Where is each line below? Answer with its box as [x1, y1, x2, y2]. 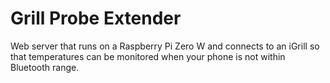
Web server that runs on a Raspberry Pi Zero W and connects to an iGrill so [10, 40, 320, 52]
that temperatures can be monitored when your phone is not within [10, 50, 286, 62]
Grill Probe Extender [10, 7, 182, 30]
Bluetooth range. [10, 61, 80, 73]
